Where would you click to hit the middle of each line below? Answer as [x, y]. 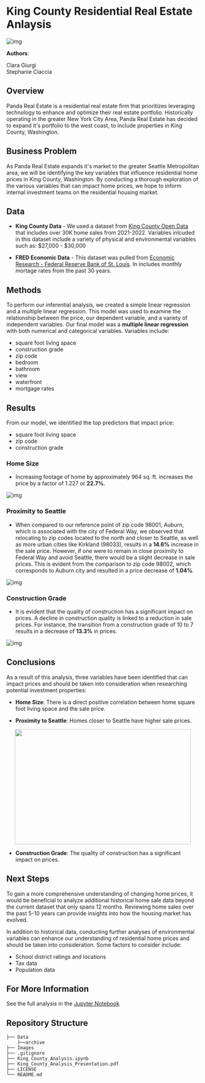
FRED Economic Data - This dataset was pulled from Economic [95, 258]
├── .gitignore [26, 1054]
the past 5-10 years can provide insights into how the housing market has [99, 913]
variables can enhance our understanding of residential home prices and [98, 938]
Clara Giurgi [21, 65]
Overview [25, 91]
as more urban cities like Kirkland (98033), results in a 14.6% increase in [107, 544]
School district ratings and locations [61, 956]
